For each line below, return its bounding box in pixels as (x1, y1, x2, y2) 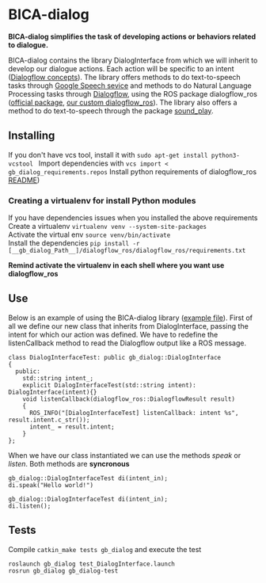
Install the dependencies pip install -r (8, 238, 140, 248)
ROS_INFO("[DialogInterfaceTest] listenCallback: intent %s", (28, 409, 239, 417)
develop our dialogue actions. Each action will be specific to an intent (8, 63, 234, 73)
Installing (8, 129, 55, 143)
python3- (211, 151, 240, 159)
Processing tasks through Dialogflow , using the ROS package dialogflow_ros (8, 89, 257, 98)
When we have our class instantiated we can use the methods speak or (8, 450, 241, 460)
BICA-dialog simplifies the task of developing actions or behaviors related (8, 32, 256, 41)
